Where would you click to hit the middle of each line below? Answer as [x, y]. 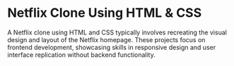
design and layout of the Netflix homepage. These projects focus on [106, 39]
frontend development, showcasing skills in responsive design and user [112, 47]
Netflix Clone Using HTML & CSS [105, 13]
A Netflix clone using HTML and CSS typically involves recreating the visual [117, 32]
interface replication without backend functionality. [81, 55]
